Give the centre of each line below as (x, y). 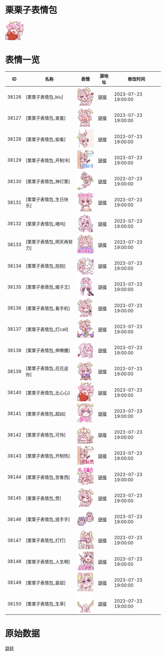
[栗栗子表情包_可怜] (45, 435)
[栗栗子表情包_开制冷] (48, 160)
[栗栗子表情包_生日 (45, 200)
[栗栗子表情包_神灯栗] (48, 182)
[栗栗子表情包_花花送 (47, 368)
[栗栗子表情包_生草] (45, 604)
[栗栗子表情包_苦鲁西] (48, 477)
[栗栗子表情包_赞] (43, 498)
